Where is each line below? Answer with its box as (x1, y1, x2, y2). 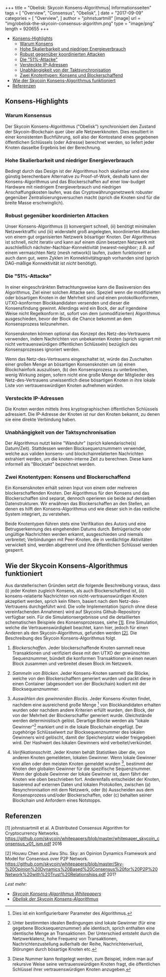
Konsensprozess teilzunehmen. (5, 321, 69, 327)
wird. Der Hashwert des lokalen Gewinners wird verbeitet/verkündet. (12, 739, 152, 745)
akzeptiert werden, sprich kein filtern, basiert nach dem (5, 598, 118, 604)
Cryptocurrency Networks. (5, 830, 60, 836)
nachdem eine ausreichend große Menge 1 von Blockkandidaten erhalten (12, 701, 161, 708)
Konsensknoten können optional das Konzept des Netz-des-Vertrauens (5, 330, 151, 336)
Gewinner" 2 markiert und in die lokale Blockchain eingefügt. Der (12, 722, 143, 729)
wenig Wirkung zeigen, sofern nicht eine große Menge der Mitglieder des (5, 372, 155, 378)
